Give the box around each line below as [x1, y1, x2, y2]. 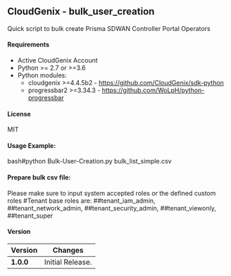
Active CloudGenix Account [17, 56, 99, 65]
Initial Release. [44, 257, 92, 267]
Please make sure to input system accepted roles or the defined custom [7, 189, 216, 197]
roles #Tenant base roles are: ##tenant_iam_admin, [7, 196, 156, 205]
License [7, 109, 32, 118]
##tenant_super [7, 211, 54, 220]
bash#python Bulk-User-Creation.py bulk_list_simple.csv [7, 157, 172, 165]
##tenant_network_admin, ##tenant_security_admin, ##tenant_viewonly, [7, 203, 216, 212]
